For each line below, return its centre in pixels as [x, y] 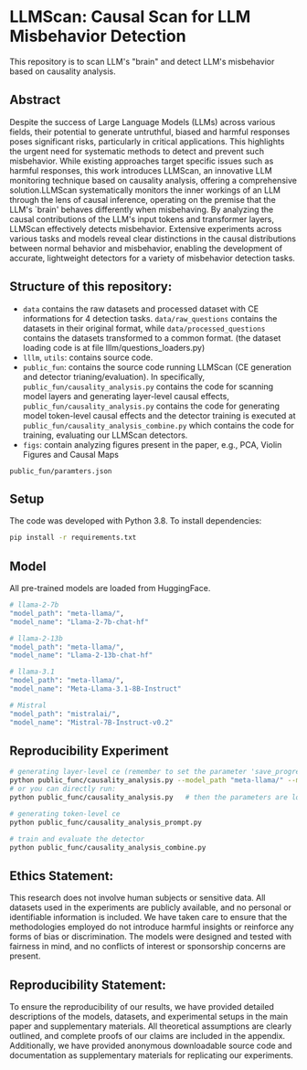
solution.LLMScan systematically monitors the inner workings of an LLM [145, 190]
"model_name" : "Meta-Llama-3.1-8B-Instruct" [95, 689]
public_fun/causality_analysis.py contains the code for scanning [148, 387]
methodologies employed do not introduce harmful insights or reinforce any [152, 927]
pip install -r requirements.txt [73, 538]
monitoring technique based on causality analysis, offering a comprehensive [153, 180]
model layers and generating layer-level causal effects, [126, 396]
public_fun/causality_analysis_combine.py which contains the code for [159, 425]
